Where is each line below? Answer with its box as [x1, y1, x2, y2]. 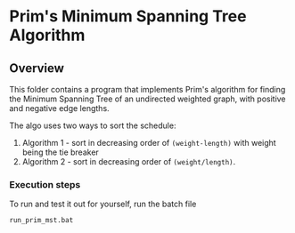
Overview [9, 60, 65, 76]
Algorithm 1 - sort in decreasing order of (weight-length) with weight [21, 138, 276, 148]
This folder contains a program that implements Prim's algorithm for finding [9, 84, 286, 94]
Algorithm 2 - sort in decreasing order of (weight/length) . [21, 157, 236, 166]
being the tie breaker [21, 147, 100, 157]
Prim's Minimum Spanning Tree [9, 6, 247, 27]
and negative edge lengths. [9, 103, 110, 113]
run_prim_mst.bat [9, 216, 74, 225]
